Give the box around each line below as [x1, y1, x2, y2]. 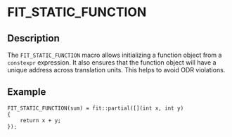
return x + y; [20, 117, 61, 124]
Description [7, 32, 60, 44]
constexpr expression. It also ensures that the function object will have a [7, 58, 217, 67]
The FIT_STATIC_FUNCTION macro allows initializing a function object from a [7, 51, 222, 59]
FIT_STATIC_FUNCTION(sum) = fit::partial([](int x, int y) [7, 105, 184, 112]
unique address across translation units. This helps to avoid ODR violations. [7, 66, 226, 74]
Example [7, 86, 46, 98]
